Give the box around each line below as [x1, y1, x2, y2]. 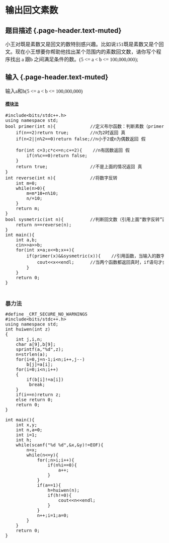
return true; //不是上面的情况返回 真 [16, 164, 142, 170]
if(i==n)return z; [16, 392, 61, 398]
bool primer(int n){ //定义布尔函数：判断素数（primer [5, 124, 164, 129]
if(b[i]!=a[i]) [26, 377, 64, 382]
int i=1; [16, 432, 38, 438]
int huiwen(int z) [5, 327, 51, 332]
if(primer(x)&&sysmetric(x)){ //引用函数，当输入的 [26, 253, 157, 259]
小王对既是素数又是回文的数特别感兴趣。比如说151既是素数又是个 [5, 41, 159, 47]
